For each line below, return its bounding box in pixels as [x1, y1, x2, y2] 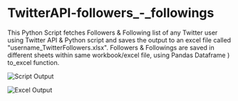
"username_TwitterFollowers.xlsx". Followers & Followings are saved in [7, 43, 215, 52]
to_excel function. [7, 58, 60, 66]
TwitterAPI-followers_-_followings [7, 5, 214, 21]
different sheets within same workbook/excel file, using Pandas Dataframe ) [7, 51, 230, 59]
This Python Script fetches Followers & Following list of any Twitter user [7, 28, 218, 37]
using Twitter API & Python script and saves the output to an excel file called [7, 35, 232, 44]
